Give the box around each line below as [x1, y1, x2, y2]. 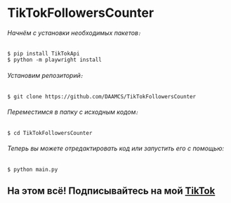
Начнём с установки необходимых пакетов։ [7, 28, 140, 37]
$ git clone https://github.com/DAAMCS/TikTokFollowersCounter [7, 93, 197, 100]
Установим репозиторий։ [7, 71, 83, 79]
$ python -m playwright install [7, 56, 102, 64]
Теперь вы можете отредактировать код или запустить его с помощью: [7, 144, 225, 152]
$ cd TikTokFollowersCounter [7, 129, 93, 136]
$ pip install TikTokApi [7, 51, 80, 58]
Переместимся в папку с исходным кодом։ [7, 107, 138, 117]
